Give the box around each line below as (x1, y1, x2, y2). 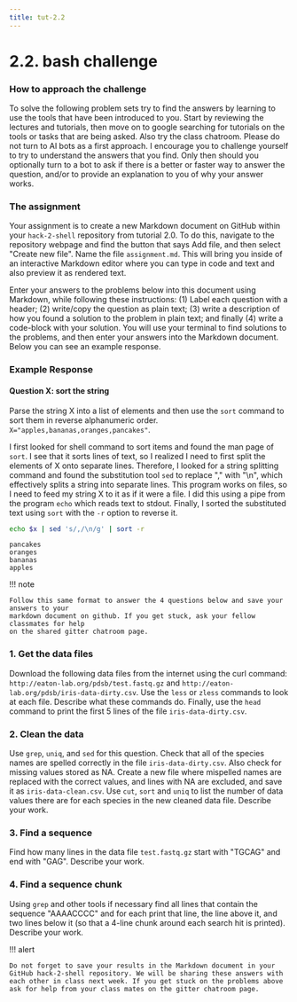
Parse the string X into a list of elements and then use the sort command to (9, 405, 285, 416)
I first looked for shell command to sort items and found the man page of (9, 441, 275, 452)
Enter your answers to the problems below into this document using (9, 285, 256, 295)
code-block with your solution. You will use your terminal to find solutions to (9, 323, 287, 333)
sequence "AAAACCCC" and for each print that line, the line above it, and (9, 908, 277, 919)
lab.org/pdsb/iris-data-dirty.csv (9, 688, 137, 697)
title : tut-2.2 (9, 12, 66, 22)
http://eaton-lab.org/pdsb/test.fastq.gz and (9, 677, 180, 688)
